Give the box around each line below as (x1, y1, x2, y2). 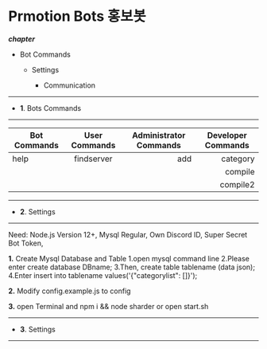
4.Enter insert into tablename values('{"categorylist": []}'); (8, 270, 198, 280)
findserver (74, 153, 113, 164)
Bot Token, (8, 238, 44, 248)
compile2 (219, 178, 255, 190)
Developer (207, 129, 248, 140)
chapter (8, 33, 36, 44)
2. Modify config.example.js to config (8, 286, 131, 296)
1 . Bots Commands (19, 103, 82, 112)
